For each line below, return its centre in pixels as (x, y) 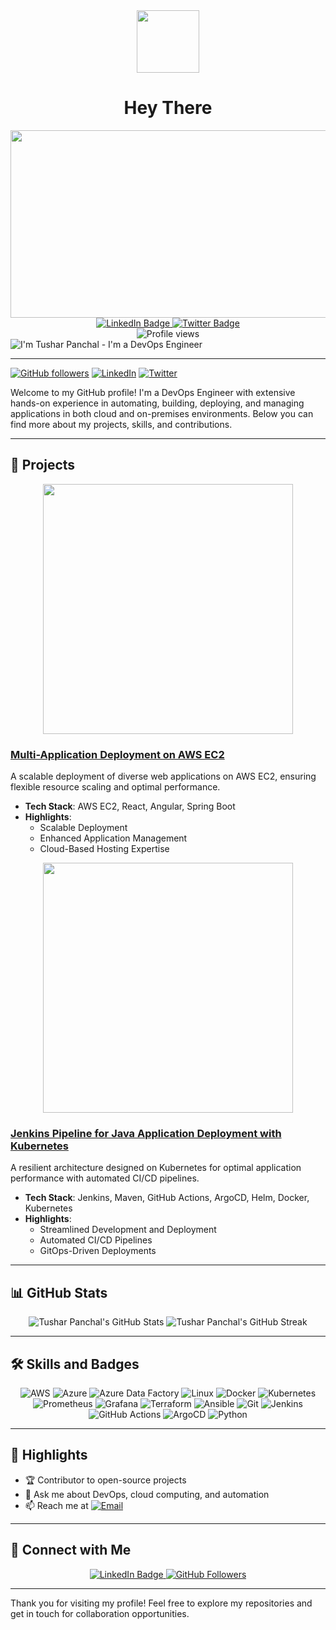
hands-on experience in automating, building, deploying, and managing (157, 403)
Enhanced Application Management (113, 838)
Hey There (168, 108)
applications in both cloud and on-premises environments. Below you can (162, 413)
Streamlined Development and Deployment (128, 1230)
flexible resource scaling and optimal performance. (115, 787)
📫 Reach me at (56, 1505)
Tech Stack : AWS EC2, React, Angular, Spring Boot (130, 806)
